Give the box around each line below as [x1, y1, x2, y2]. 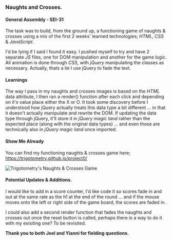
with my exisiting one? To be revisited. [5, 220, 86, 226]
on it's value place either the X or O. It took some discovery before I [5, 99, 148, 105]
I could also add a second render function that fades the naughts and [5, 209, 152, 215]
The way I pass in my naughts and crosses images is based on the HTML [5, 88, 160, 95]
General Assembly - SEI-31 [5, 16, 64, 23]
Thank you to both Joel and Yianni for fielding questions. [5, 230, 129, 236]
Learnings [5, 77, 28, 83]
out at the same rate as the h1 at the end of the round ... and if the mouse [5, 194, 160, 200]
